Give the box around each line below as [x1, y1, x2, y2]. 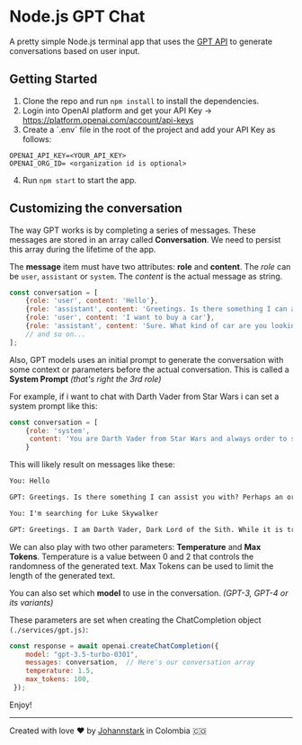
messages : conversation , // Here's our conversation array [25, 658, 255, 667]
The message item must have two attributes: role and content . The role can [9, 261, 291, 271]
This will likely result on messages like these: [9, 459, 175, 470]
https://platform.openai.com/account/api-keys [22, 114, 194, 125]
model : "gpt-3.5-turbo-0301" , [25, 650, 139, 659]
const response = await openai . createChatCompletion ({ [9, 641, 219, 651]
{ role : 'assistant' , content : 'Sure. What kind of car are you [25, 322, 268, 331]
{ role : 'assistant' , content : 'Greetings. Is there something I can [25, 305, 288, 314]
